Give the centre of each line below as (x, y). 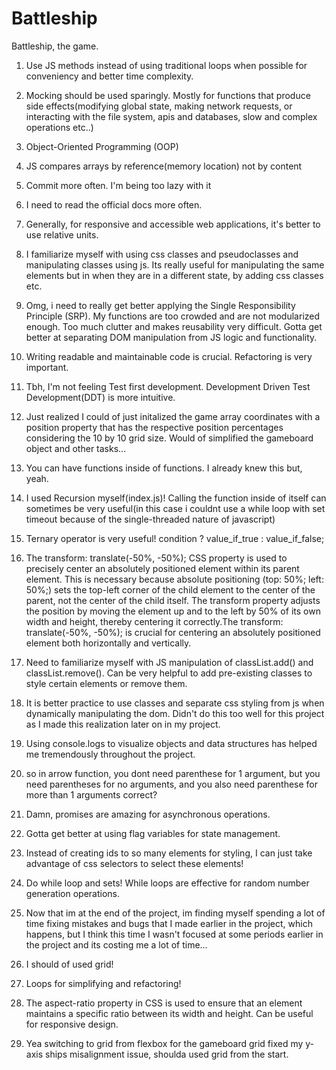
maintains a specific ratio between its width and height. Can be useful (169, 1013)
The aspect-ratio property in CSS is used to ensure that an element (164, 1003)
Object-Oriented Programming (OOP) (102, 146)
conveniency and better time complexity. (109, 76)
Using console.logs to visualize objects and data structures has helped (171, 743)
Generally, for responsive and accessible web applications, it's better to (173, 224)
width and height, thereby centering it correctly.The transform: (154, 621)
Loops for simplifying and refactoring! (103, 983)
